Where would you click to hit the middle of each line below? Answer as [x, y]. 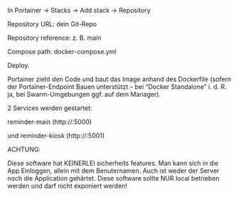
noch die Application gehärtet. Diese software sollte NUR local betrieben [114, 178]
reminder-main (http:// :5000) [50, 122]
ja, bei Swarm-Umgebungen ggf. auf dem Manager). [84, 94]
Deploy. [18, 65]
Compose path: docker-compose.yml [62, 52]
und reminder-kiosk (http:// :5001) [56, 135]
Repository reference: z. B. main [54, 38]
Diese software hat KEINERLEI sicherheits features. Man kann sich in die [113, 163]
